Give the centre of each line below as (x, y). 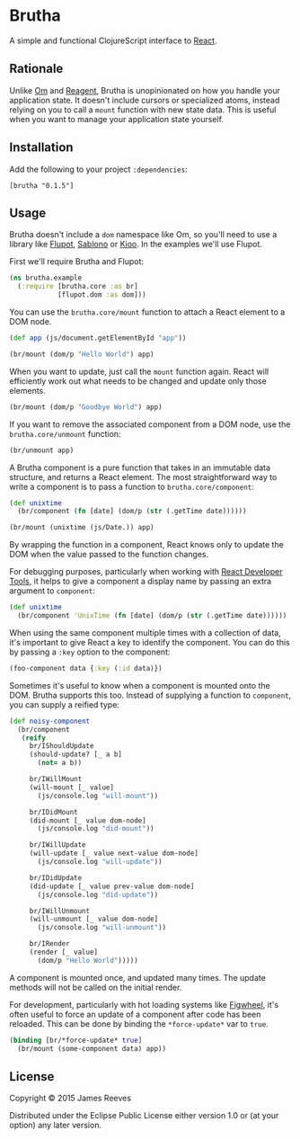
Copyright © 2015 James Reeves (71, 1099)
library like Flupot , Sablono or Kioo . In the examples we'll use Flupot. (136, 245)
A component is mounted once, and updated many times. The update (138, 977)
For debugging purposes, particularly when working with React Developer (146, 572)
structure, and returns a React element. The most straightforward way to (143, 476)
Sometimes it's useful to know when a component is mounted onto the (140, 685)
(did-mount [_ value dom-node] (88, 820)
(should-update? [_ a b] (76, 755)
